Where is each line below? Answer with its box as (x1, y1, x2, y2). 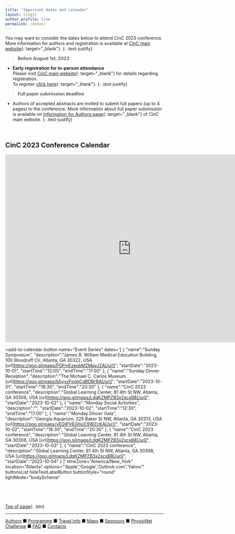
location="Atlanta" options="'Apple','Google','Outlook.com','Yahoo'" (5, 464, 145, 470)
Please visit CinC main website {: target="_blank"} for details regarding (12, 71, 158, 77)
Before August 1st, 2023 (17, 56, 69, 62)
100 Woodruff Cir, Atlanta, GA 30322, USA (5, 357, 92, 364)
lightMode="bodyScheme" (5, 474, 61, 480)
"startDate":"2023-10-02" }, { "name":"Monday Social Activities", (5, 400, 140, 406)
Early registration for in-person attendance (12, 65, 104, 71)
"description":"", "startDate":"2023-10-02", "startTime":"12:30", (5, 405, 137, 411)
